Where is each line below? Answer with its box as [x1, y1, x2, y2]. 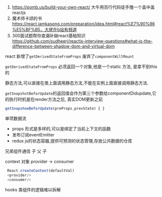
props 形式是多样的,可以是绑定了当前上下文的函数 [12, 126, 111, 131]
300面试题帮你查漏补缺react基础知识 [12, 33, 86, 38]
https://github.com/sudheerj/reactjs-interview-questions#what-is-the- [12, 38, 153, 44]
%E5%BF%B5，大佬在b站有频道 [12, 27, 77, 33]
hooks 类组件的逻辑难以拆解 [5, 186, 61, 193]
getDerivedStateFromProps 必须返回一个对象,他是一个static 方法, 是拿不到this [5, 64, 158, 69]
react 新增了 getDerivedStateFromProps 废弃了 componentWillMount [5, 53, 134, 59]
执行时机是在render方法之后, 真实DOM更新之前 [9, 97, 103, 102]
